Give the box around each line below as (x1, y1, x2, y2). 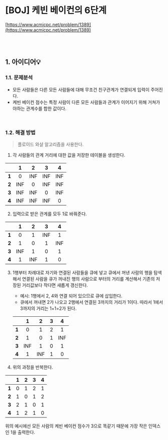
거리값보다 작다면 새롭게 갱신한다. (22, 282, 88, 288)
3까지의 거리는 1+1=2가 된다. (20, 305, 77, 311)
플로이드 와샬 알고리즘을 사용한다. (17, 141, 84, 147)
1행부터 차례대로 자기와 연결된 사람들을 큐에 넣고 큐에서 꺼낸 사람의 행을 (12, 270, 153, 276)
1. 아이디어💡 (5, 58, 41, 66)
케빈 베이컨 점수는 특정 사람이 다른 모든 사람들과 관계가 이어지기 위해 (12, 99, 147, 105)
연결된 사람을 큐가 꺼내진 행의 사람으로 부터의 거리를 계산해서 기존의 (22, 276, 155, 282)
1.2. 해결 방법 (5, 129, 36, 136)
